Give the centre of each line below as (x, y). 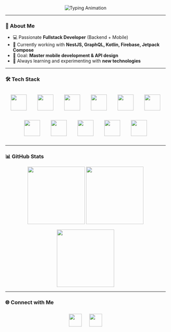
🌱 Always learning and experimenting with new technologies (77, 61)
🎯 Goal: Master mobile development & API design (65, 56)
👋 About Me (20, 26)
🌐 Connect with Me (30, 302)
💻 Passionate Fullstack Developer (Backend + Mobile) (70, 37)
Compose (23, 50)
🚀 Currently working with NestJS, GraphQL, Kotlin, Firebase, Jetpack (86, 45)
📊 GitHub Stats (25, 156)
